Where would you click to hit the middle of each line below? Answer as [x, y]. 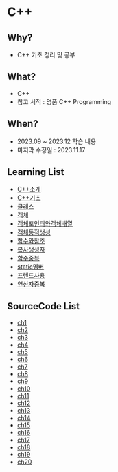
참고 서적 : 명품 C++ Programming [64, 101]
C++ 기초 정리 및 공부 [46, 55]
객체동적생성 [34, 232]
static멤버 [31, 267]
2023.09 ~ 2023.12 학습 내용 [57, 141]
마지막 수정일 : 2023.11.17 [51, 150]
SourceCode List [44, 306]
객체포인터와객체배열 [45, 224]
